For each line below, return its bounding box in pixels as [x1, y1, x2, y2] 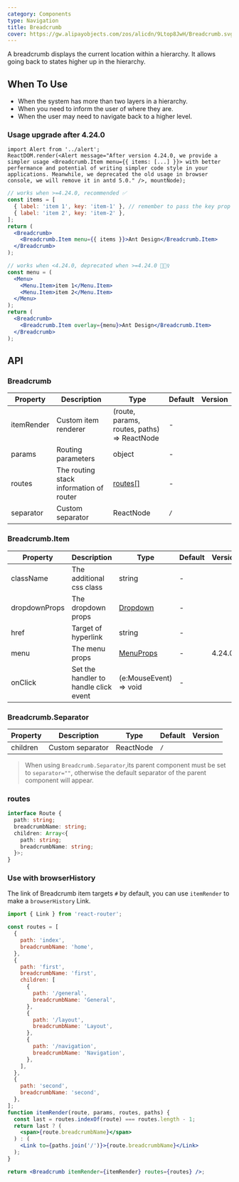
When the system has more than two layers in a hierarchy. [17, 97, 188, 105]
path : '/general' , [33, 990, 87, 997]
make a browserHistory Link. [7, 897, 91, 906]
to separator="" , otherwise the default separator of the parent [24, 768, 206, 777]
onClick [11, 678, 37, 688]
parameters [56, 454, 95, 464]
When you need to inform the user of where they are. [17, 105, 174, 113]
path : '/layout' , [33, 1016, 84, 1023]
